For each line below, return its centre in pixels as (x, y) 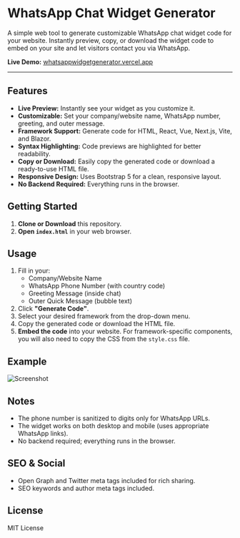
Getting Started (42, 207)
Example (27, 361)
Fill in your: (34, 271)
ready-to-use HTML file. (53, 168)
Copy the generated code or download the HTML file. (96, 324)
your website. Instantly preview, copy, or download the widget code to (111, 40)
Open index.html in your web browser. (75, 231)
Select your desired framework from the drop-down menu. (104, 316)
